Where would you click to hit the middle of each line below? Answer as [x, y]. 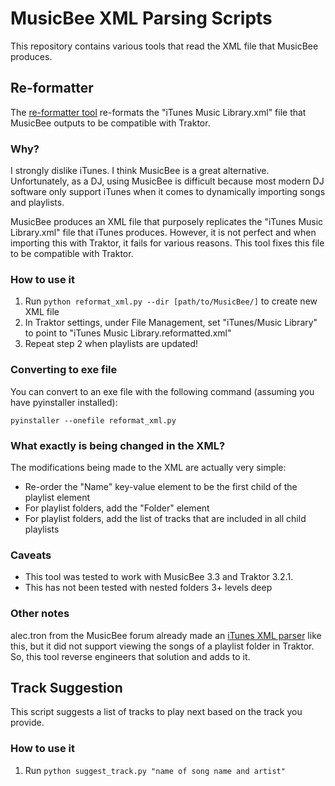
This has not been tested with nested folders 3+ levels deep [148, 588]
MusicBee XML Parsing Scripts [141, 18]
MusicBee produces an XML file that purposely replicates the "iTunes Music [167, 222]
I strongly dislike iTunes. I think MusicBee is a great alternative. [140, 171]
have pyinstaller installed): [64, 402]
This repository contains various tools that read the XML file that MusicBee [164, 46]
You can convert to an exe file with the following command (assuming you [162, 391]
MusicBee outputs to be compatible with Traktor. [110, 123]
